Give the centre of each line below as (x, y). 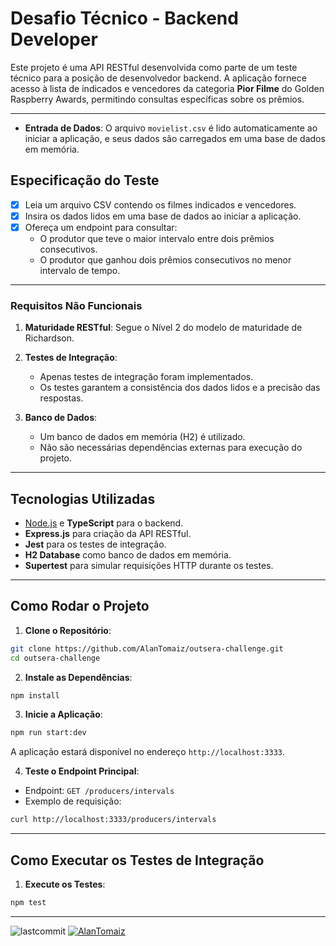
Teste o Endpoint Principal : (82, 771)
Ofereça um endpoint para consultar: (101, 227)
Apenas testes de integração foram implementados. (146, 377)
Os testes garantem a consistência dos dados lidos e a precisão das (180, 388)
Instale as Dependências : (78, 677)
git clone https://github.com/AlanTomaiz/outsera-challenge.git (147, 648)
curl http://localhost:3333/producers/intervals (113, 820)
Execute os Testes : (65, 884)
